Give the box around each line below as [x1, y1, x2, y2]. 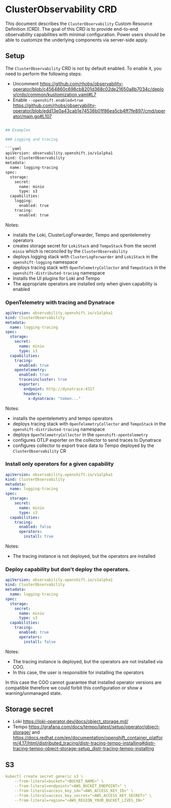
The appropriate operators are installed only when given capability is [12, 280, 157, 287]
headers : [23, 391, 42, 396]
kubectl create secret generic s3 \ [5, 774, 83, 779]
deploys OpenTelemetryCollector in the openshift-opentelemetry [12, 431, 148, 438]
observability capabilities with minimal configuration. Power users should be [5, 31, 166, 37]
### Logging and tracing [5, 137, 58, 142]
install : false [23, 639, 56, 644]
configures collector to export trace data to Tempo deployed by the [12, 442, 154, 448]
